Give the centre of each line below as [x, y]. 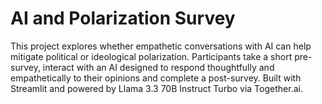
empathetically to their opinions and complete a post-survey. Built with [156, 78]
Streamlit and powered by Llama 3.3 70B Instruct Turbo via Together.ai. [156, 88]
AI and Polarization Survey [123, 18]
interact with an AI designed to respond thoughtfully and [158, 67]
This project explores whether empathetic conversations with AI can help [161, 46]
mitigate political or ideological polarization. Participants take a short [151, 56]
